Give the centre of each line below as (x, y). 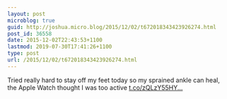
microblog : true (31, 21)
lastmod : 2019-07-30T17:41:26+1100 (60, 47)
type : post (23, 54)
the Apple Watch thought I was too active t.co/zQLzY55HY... (95, 87)
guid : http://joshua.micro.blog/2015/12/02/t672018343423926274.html (112, 27)
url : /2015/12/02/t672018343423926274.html (72, 60)
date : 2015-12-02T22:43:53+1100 (55, 40)
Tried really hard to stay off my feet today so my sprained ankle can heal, (114, 80)
